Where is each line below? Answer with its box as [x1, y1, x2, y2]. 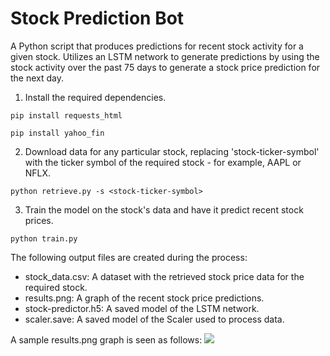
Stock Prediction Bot [10, 7, 185, 30]
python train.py [10, 233, 78, 244]
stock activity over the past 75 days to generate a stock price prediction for [10, 61, 321, 73]
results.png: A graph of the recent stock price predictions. [24, 292, 265, 304]
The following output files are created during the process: [10, 251, 248, 263]
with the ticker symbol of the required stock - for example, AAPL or [24, 156, 302, 168]
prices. [24, 214, 54, 226]
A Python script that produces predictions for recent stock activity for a [10, 40, 304, 52]
